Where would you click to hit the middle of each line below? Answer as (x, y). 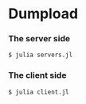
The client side (37, 75)
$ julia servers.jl (41, 55)
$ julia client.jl (39, 92)
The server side (39, 39)
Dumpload (43, 14)
